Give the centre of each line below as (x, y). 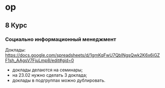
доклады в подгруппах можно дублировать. (59, 80)
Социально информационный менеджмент (61, 39)
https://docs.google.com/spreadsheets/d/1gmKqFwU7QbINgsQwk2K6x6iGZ (82, 55)
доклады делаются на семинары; (47, 70)
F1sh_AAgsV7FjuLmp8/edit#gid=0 (40, 60)
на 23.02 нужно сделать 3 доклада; (49, 75)
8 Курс (16, 25)
